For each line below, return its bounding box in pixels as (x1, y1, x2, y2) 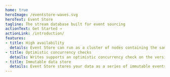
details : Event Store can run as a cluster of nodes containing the (10, 45, 157, 50)
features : (5, 36, 26, 41)
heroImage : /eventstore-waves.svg (5, 12, 78, 17)
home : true (5, 7, 28, 13)
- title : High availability (5, 41, 65, 46)
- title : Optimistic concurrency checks (5, 50, 92, 55)
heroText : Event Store (5, 17, 53, 22)
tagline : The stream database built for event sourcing (5, 21, 125, 27)
